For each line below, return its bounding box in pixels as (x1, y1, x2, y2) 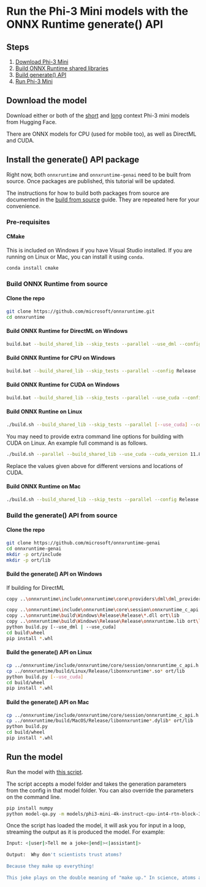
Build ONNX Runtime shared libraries (15, 64, 109, 72)
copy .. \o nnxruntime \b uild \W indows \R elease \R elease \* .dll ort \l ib (6, 612, 180, 619)
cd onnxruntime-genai (6, 545, 62, 552)
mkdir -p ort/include (6, 551, 62, 557)
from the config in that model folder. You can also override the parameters (6, 786, 194, 794)
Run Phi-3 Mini (15, 78, 53, 85)
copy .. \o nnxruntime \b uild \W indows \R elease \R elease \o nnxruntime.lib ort (6, 619, 196, 625)
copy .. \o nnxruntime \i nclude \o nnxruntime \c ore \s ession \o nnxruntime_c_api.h (6, 607, 204, 613)
